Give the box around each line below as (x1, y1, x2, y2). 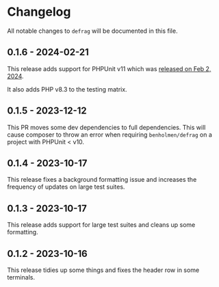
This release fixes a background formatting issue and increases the (7, 176, 197, 184)
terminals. (7, 273, 36, 281)
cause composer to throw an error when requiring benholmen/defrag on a (7, 131, 212, 139)
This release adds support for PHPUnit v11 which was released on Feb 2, (7, 64, 211, 72)
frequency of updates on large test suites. (7, 182, 125, 191)
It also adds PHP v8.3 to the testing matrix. (7, 85, 128, 93)
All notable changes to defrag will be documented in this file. (7, 27, 178, 35)
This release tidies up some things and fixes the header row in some (7, 266, 200, 274)
